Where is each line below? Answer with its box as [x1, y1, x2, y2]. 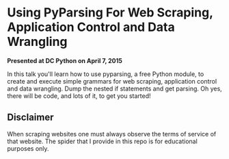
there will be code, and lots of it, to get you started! [7, 91, 151, 100]
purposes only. [7, 144, 49, 152]
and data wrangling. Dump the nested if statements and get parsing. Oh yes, [7, 84, 222, 93]
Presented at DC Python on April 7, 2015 [7, 56, 123, 64]
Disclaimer [7, 112, 54, 123]
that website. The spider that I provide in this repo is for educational [7, 137, 198, 145]
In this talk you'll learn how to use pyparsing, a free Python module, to [7, 70, 204, 78]
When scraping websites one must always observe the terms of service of [7, 130, 217, 138]
